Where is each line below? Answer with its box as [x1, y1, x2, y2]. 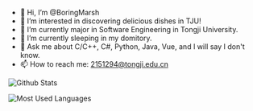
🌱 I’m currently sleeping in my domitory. [19, 33, 152, 43]
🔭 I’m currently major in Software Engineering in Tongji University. [19, 25, 238, 34]
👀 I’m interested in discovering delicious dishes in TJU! [19, 16, 201, 26]
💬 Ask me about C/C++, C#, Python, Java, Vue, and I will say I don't [19, 42, 245, 51]
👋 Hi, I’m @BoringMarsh [19, 8, 100, 17]
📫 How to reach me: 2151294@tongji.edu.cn [19, 60, 169, 68]
